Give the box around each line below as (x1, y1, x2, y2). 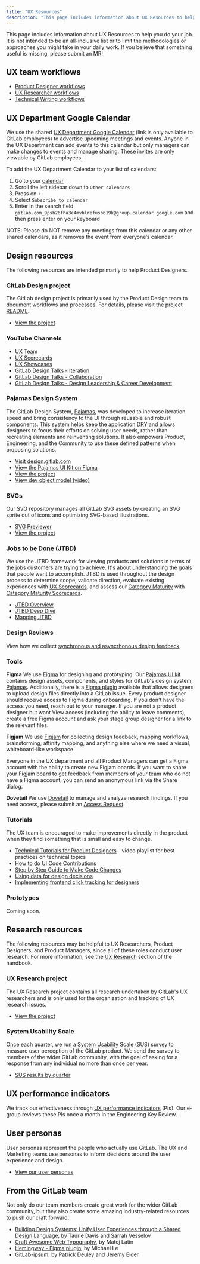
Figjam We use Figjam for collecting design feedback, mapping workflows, (6, 733, 190, 741)
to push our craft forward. (6, 1214, 70, 1222)
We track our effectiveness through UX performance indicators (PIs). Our (6, 1105, 186, 1112)
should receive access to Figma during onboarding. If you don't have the (6, 697, 185, 704)
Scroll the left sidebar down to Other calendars (14, 183, 130, 191)
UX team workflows (6, 67, 82, 77)
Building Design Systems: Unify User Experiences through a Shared (14, 1226, 181, 1233)
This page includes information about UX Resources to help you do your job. (6, 30, 193, 38)
